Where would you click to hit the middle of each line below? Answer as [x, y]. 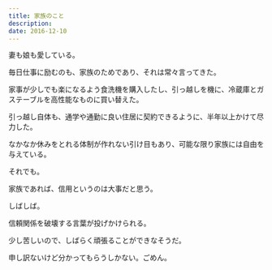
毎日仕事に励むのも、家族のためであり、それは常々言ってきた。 [114, 72]
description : [30, 24]
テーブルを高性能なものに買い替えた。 [79, 100]
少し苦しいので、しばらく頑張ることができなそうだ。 [97, 241]
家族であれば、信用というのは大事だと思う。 [83, 189]
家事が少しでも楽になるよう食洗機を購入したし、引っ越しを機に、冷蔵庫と [133, 89]
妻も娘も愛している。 [44, 55]
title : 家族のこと [37, 16]
